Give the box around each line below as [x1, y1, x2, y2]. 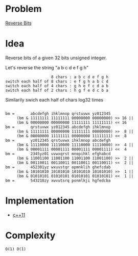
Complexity [5, 230, 56, 241]
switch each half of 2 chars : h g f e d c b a [5, 88, 109, 93]
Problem [5, 3, 42, 15]
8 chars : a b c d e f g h [51, 74, 109, 80]
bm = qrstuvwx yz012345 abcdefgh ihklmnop [5, 124, 111, 130]
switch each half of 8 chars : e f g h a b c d [5, 79, 109, 84]
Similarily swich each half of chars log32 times [5, 96, 104, 103]
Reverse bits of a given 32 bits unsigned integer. [5, 55, 107, 61]
